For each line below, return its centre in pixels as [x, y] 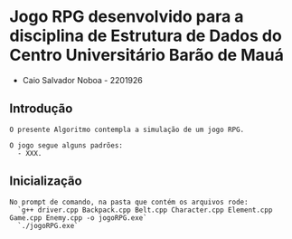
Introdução [41, 109]
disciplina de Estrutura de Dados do [146, 36]
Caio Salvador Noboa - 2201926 [82, 80]
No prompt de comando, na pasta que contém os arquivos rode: [129, 202]
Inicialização [46, 182]
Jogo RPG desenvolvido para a [127, 17]
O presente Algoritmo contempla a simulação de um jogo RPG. [127, 129]
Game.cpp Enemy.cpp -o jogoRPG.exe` [78, 218]
